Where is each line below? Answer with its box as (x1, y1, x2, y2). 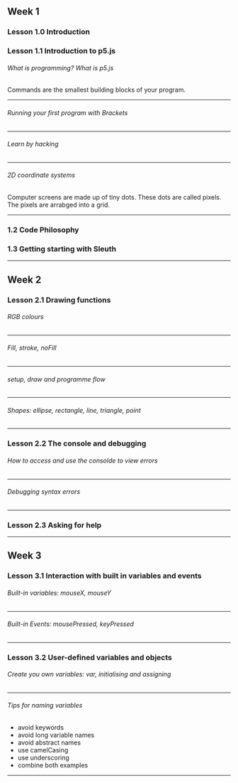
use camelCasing (17, 746, 69, 755)
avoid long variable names (17, 731, 95, 740)
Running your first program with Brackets (7, 109, 128, 117)
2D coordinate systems (7, 171, 76, 180)
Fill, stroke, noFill (7, 344, 57, 352)
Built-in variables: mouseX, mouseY (7, 588, 112, 597)
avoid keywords (17, 723, 64, 732)
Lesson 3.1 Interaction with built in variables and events (7, 571, 202, 581)
